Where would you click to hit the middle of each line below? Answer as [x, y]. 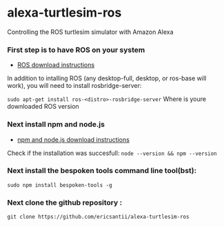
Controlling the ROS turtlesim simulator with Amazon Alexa [90, 32]
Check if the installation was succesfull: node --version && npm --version [112, 153]
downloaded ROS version [43, 107]
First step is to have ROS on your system [76, 50]
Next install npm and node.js [56, 125]
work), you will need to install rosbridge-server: [74, 86]
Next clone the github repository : [65, 202]
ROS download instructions [56, 65]
